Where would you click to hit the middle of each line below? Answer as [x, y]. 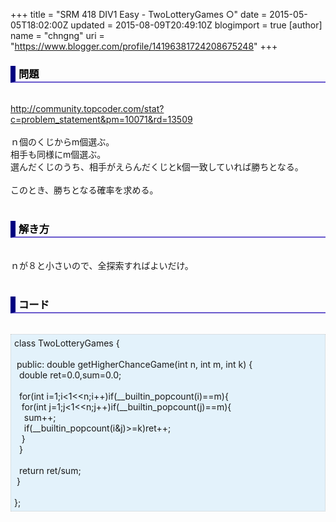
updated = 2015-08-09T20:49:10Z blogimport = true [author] [196, 25]
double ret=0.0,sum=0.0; [70, 375]
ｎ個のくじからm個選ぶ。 [62, 142]
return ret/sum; [50, 470]
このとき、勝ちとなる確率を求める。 [84, 190]
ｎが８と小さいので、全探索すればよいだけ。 [102, 265]
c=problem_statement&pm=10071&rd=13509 [101, 120]
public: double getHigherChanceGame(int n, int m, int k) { [134, 364]
